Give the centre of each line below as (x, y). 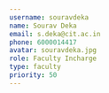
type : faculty (35, 67)
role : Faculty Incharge (53, 58)
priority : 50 (33, 75)
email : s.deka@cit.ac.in (55, 34)
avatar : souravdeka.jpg (53, 50)
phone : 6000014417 (43, 42)
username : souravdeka (49, 17)
